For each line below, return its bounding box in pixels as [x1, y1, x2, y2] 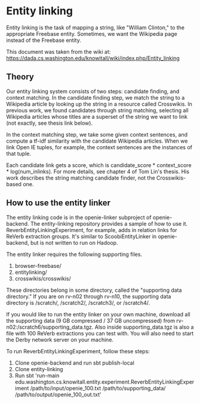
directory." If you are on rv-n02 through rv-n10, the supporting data [6, 292, 171, 300]
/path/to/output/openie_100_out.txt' [14, 391, 101, 398]
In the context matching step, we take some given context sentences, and [6, 131, 188, 138]
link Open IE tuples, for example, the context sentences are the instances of [6, 143, 193, 150]
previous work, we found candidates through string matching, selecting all [6, 106, 189, 114]
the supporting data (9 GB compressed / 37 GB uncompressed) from [6, 317, 175, 324]
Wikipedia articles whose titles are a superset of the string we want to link [6, 113, 188, 120]
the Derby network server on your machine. [6, 336, 114, 343]
